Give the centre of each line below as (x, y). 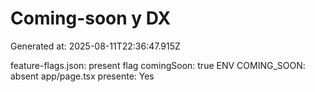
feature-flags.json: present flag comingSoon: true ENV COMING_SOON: (158, 65)
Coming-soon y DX (91, 18)
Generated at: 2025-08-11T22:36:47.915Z (95, 46)
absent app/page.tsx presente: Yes (82, 76)
